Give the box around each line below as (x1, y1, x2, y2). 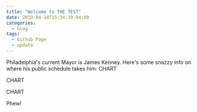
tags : (6, 31, 20, 37)
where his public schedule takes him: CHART (6, 65, 117, 72)
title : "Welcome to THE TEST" (6, 8, 82, 15)
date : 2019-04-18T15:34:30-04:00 (6, 14, 90, 20)
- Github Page (11, 37, 47, 43)
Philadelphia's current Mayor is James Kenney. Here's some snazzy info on (6, 58, 192, 66)
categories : (6, 20, 36, 26)
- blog (11, 25, 28, 32)
